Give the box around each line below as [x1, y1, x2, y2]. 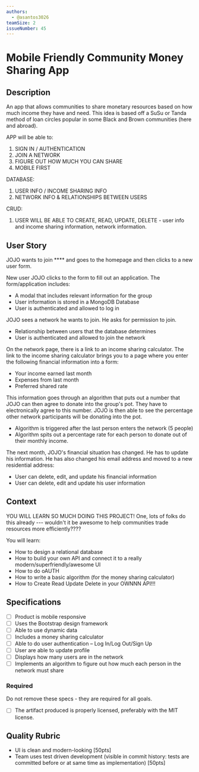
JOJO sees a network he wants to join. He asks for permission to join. [6, 317, 177, 324]
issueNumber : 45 [6, 25, 46, 32]
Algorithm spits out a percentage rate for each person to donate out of [14, 431, 187, 438]
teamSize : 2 [6, 20, 36, 26]
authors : [6, 8, 28, 15]
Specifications [6, 597, 61, 607]
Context [6, 497, 37, 507]
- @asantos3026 [11, 14, 49, 20]
